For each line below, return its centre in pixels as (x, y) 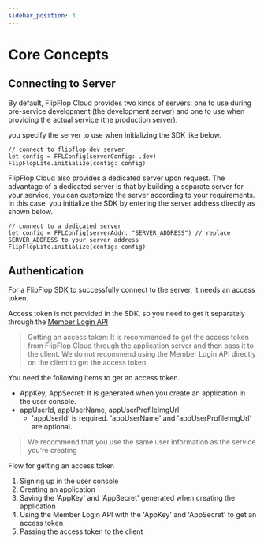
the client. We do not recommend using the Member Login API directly (141, 354)
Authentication (46, 271)
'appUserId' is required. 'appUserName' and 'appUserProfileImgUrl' (141, 418)
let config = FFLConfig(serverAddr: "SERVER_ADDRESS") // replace (119, 233)
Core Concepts (58, 54)
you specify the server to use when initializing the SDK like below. (115, 134)
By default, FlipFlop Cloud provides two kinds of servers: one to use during (130, 103)
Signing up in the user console (69, 481)
